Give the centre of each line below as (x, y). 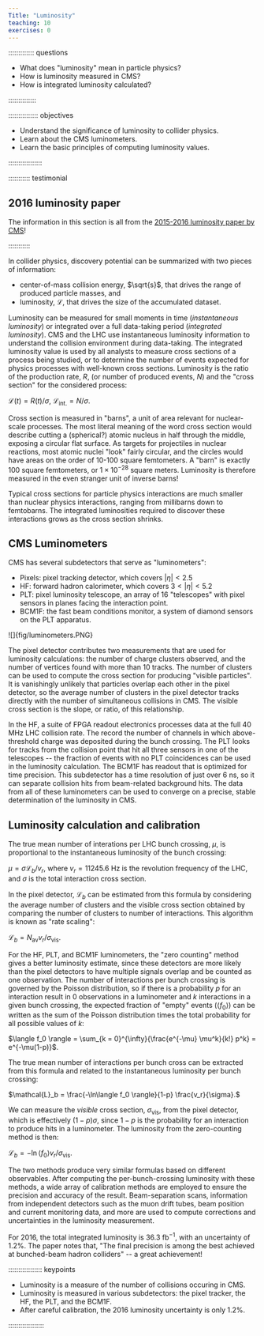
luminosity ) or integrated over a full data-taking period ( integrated (115, 326)
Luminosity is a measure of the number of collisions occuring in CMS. (132, 1285)
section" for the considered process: (68, 385)
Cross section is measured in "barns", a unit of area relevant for (112, 418)
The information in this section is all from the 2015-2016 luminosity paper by (131, 222)
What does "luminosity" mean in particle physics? (100, 68)
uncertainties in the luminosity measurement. (82, 1221)
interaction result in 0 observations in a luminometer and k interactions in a (129, 996)
